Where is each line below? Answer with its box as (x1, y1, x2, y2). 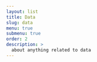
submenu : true (6, 31, 41, 37)
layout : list (6, 8, 38, 15)
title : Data (6, 14, 35, 20)
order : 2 (6, 36, 28, 42)
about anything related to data (11, 47, 92, 53)
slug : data (6, 19, 33, 25)
